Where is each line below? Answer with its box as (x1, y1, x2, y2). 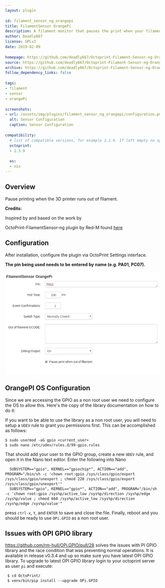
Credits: (5, 205, 22, 211)
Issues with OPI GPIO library (5, 529, 93, 538)
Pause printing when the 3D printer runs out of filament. (5, 196, 118, 202)
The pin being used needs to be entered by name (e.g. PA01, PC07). (5, 261, 146, 267)
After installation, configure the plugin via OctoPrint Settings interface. (5, 252, 147, 258)
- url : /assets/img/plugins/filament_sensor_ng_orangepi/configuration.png (5, 112, 164, 117)
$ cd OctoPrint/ (7, 573, 41, 579)
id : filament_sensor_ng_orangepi (5, 18, 74, 23)
